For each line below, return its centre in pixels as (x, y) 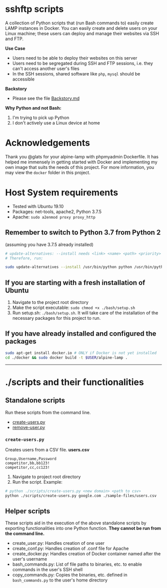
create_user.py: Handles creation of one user (58, 543)
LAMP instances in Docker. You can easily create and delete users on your (81, 28)
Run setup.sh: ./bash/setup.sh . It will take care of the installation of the (85, 313)
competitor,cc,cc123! (28, 467)
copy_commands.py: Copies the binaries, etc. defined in (70, 575)
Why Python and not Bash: (33, 108)
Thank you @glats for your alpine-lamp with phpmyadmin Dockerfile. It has (82, 156)
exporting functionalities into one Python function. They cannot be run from (83, 528)
